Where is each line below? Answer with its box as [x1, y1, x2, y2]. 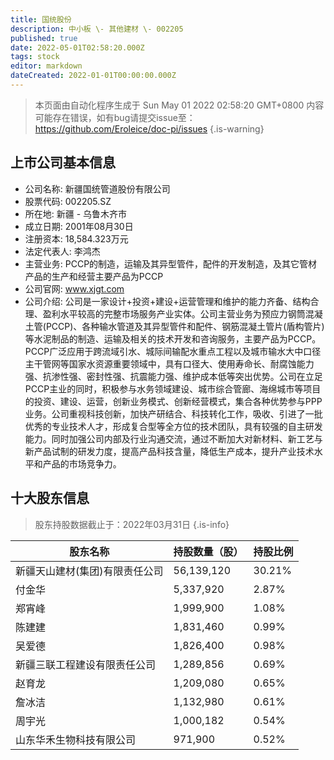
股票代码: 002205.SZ [24, 195, 112, 207]
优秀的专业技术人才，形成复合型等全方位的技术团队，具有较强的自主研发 [24, 420, 323, 432]
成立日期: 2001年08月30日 [24, 220, 134, 232]
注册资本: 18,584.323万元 [24, 232, 129, 245]
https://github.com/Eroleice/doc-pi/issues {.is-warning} [34, 122, 265, 135]
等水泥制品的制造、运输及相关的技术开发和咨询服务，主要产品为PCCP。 [24, 332, 322, 345]
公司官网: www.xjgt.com [24, 282, 125, 295]
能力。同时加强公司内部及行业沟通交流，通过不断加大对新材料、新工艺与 [24, 432, 323, 445]
